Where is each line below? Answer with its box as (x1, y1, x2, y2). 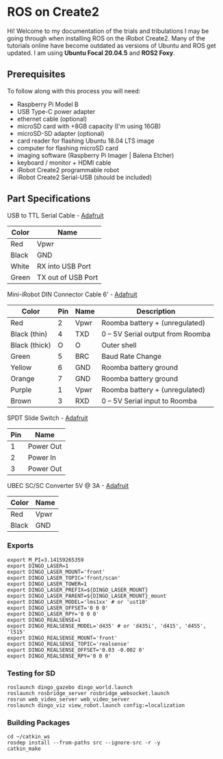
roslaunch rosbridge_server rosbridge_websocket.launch (7, 690, 170, 697)
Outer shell (101, 340, 137, 350)
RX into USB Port (36, 261, 91, 271)
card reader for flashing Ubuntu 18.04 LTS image (16, 137, 155, 145)
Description (136, 306, 176, 316)
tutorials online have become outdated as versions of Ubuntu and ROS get (7, 41, 217, 49)
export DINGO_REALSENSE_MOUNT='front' (7, 634, 118, 642)
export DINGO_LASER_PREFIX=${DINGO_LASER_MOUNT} (7, 586, 148, 594)
